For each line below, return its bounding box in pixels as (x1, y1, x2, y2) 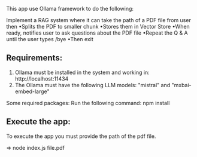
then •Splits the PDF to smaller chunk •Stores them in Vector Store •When (6, 23, 190, 30)
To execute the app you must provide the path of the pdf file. (6, 133, 156, 140)
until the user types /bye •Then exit (6, 36, 94, 42)
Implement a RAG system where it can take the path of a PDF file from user (6, 17, 192, 23)
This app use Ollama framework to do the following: (6, 5, 134, 12)
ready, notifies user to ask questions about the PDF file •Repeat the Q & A (6, 29, 189, 36)
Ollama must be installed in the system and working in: (14, 69, 150, 76)
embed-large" (14, 88, 50, 95)
